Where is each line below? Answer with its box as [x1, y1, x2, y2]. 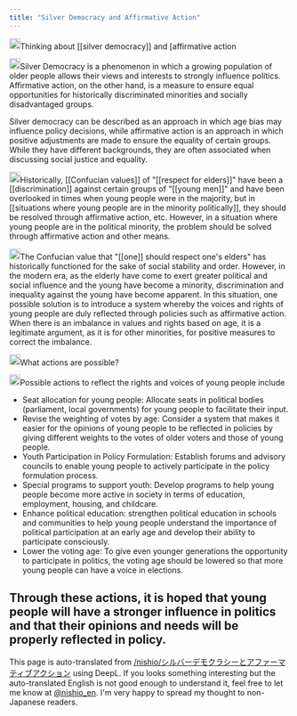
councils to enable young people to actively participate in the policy [21, 460, 270, 471]
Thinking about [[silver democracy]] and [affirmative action [20, 41, 237, 52]
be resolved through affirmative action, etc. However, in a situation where [9, 212, 278, 223]
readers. [47, 696, 78, 708]
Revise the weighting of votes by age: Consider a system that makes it [21, 413, 280, 424]
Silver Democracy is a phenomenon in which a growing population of [20, 61, 273, 71]
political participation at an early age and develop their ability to [21, 526, 256, 537]
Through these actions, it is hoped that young [9, 590, 267, 606]
